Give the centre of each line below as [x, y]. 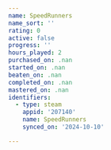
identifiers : [30, 97]
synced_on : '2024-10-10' [63, 127]
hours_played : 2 [35, 53]
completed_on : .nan [40, 82]
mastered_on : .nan [38, 90]
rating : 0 [25, 30]
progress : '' [30, 45]
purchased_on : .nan [40, 61]
